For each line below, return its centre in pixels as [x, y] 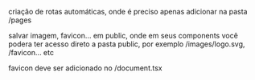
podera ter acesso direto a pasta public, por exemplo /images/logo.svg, [127, 44]
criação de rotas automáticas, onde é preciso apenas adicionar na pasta [128, 12]
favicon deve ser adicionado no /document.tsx [85, 68]
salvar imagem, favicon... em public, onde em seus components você [123, 36]
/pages [20, 20]
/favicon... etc [31, 52]
